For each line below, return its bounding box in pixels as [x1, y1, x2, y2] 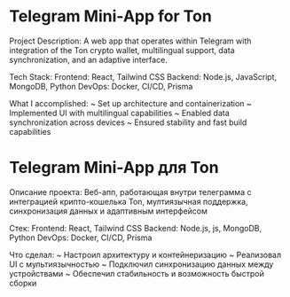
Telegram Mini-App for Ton [9, 6, 213, 27]
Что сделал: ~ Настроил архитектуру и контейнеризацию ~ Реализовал [9, 249, 282, 260]
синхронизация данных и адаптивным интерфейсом [9, 206, 208, 216]
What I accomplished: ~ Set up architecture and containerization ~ [9, 98, 253, 108]
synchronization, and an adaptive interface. [9, 54, 169, 65]
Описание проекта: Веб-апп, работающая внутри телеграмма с [9, 186, 252, 197]
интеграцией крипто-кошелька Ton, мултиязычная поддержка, [9, 196, 248, 207]
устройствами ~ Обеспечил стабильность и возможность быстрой [9, 268, 264, 278]
